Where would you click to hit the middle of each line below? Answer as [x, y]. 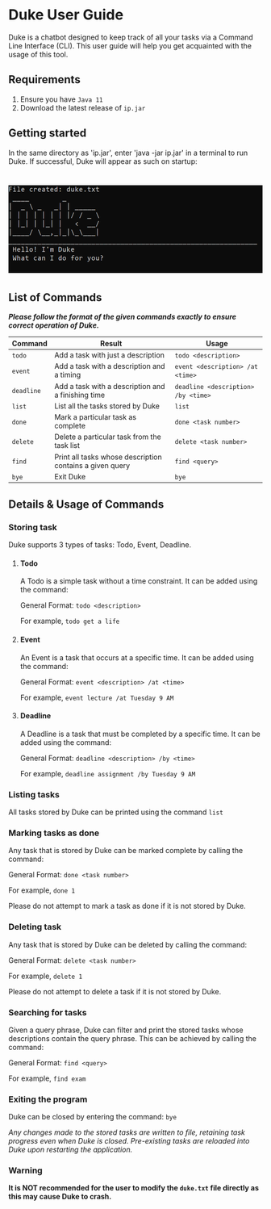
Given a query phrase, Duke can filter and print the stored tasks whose [126, 1030]
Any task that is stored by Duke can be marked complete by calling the [126, 851]
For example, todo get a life [70, 621]
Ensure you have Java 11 [61, 99]
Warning [25, 1170]
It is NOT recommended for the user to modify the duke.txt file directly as [134, 1188]
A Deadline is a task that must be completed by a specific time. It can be [140, 734]
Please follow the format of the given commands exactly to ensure [122, 317]
